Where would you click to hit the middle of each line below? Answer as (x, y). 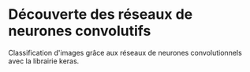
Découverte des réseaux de (101, 14)
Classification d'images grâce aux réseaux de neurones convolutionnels (125, 52)
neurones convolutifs (80, 31)
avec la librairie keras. (44, 61)
